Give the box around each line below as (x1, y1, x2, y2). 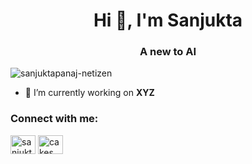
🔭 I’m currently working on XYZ (24, 87, 155, 99)
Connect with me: (10, 112, 99, 126)
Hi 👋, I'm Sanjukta (93, 9, 243, 32)
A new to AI (139, 45, 197, 59)
